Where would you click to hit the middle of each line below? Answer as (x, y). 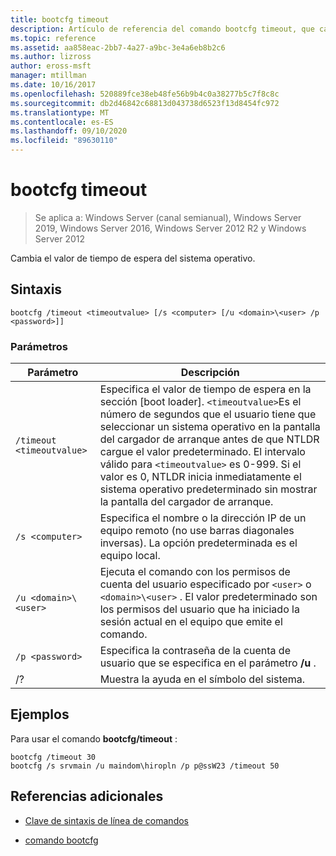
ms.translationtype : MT (60, 112)
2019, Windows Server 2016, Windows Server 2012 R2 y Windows (170, 228)
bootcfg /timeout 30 (53, 757)
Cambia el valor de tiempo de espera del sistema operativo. (133, 258)
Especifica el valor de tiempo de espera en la (205, 389)
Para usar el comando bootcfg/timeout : (94, 738)
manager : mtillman (48, 76)
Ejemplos (40, 714)
